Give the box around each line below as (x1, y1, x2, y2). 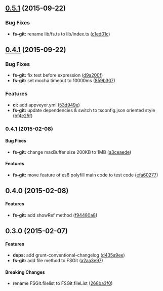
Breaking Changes (5, 269, 45, 275)
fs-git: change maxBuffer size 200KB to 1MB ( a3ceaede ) (12, 149, 132, 155)
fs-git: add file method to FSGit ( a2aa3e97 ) (12, 258, 103, 264)
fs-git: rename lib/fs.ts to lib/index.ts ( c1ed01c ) (12, 30, 110, 37)
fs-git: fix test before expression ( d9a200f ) (12, 72, 103, 78)
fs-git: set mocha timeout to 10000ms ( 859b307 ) (12, 78, 115, 84)
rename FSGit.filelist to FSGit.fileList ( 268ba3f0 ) (12, 280, 113, 286)
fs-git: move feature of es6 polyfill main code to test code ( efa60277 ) (12, 172, 158, 178)
